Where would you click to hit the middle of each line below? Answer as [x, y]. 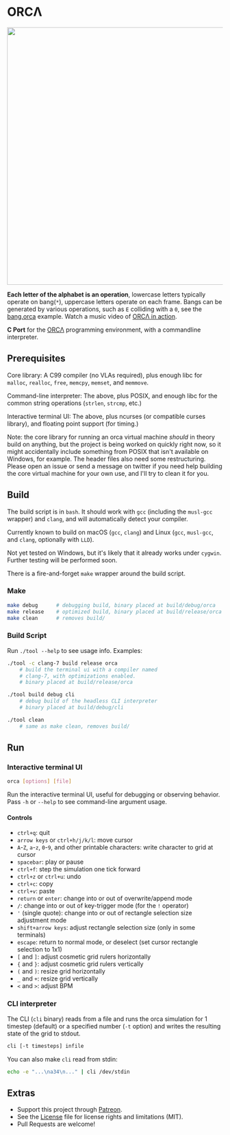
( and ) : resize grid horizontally [61, 972]
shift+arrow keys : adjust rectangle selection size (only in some [106, 928]
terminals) [31, 935]
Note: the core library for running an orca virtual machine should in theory [111, 437]
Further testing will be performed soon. [62, 560]
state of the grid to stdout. [44, 1033]
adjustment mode [42, 920]
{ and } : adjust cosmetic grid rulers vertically [80, 964]
